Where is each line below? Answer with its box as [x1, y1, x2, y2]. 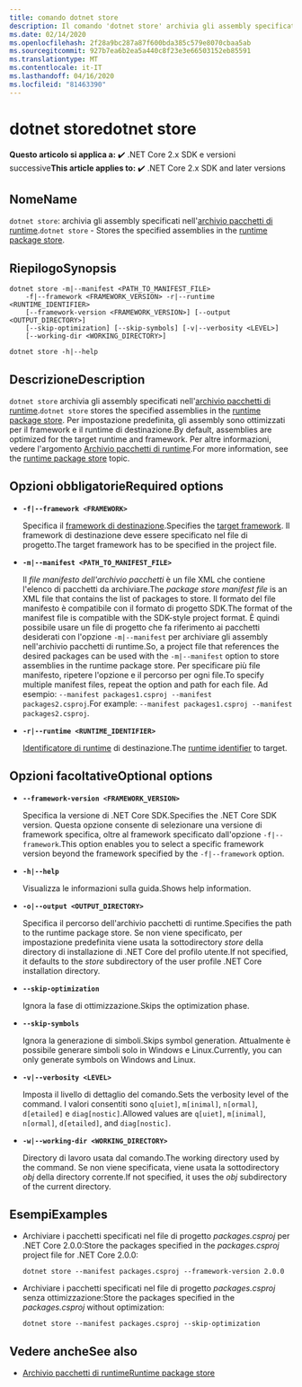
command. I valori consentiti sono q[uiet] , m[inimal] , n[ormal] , [22, 1098, 258, 1109]
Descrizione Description [9, 372, 146, 387]
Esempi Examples [9, 1207, 108, 1223]
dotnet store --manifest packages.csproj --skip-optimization [22, 1320, 261, 1329]
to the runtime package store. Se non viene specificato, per [22, 927, 243, 938]
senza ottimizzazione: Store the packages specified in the [22, 1293, 235, 1303]
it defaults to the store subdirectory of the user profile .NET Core [22, 956, 262, 967]
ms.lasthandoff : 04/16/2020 [9, 72, 115, 81]
